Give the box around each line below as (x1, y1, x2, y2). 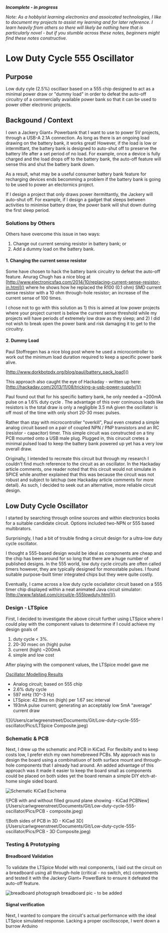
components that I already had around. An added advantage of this (15, 762, 154, 768)
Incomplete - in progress (5, 4, 58, 10)
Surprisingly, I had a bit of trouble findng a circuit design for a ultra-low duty (5, 535, 162, 541)
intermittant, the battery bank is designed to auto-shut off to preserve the (5, 145, 157, 151)
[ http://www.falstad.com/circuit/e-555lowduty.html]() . (5, 592, 116, 598)
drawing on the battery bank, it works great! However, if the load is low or (5, 140, 157, 146)
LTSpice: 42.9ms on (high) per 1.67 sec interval (12, 697, 110, 703)
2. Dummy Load (5, 337, 39, 343)
